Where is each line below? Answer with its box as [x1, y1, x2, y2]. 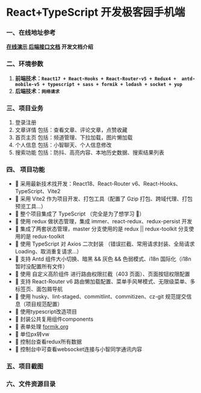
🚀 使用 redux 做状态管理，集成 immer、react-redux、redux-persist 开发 [14, 218, 193, 225]
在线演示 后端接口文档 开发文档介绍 [6, 43, 93, 51]
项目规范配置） [25, 300, 63, 308]
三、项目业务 [6, 104, 44, 112]
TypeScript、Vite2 [14, 188, 61, 195]
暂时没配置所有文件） [14, 263, 68, 270]
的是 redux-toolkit [20, 233, 64, 240]
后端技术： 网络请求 [14, 87, 60, 94]
